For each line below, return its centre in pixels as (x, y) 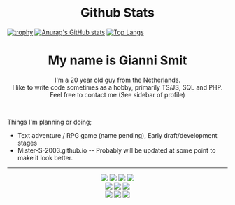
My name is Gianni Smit (117, 61)
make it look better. (45, 157)
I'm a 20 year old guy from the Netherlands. (117, 80)
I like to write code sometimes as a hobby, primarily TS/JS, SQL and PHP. (117, 87)
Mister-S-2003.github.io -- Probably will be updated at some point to (116, 150)
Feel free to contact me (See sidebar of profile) (117, 94)
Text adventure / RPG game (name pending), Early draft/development (117, 135)
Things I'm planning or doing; (50, 122)
